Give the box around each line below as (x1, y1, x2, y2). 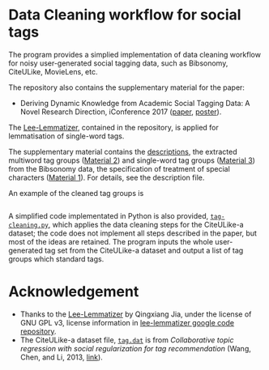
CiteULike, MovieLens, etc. (8, 66, 98, 76)
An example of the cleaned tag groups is (8, 188, 144, 198)
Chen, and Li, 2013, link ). (19, 352, 103, 362)
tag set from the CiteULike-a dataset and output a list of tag (44, 245, 244, 255)
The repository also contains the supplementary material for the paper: (8, 83, 246, 92)
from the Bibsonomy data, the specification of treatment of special (8, 164, 231, 173)
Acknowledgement (8, 283, 139, 301)
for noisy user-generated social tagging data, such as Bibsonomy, (8, 58, 228, 68)
